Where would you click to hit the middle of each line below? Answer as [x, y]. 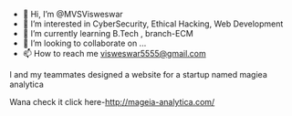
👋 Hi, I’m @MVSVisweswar [73, 14]
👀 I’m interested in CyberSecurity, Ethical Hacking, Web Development [153, 24]
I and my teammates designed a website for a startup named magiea [138, 74]
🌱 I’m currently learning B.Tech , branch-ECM [108, 33]
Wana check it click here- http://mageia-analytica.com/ [112, 102]
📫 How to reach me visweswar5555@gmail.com [115, 53]
